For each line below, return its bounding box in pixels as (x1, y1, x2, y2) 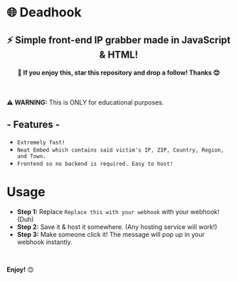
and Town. (16, 152, 47, 160)
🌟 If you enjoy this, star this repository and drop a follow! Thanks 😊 (17, 68, 220, 77)
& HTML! (99, 48, 139, 60)
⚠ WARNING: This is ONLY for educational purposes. (6, 97, 164, 107)
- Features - (6, 119, 60, 131)
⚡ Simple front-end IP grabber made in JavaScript (6, 33, 231, 46)
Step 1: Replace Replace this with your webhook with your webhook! (16, 207, 220, 216)
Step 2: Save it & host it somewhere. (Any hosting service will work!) (16, 222, 217, 231)
